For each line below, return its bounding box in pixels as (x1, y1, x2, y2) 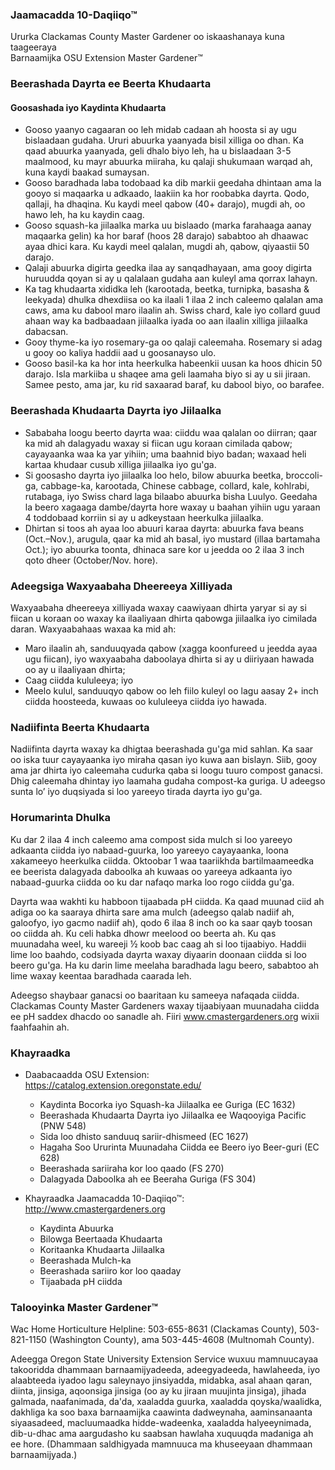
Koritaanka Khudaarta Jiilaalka (39, 1243, 165, 1255)
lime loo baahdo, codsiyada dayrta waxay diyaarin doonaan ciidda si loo (10, 948, 307, 960)
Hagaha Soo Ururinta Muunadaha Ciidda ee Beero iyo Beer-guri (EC (39, 1141, 320, 1153)
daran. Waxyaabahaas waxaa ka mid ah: (10, 623, 177, 635)
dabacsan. (24, 326, 69, 338)
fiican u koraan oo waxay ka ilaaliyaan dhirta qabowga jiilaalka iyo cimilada (10, 613, 318, 625)
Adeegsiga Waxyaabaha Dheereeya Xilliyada (10, 579, 233, 593)
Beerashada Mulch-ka (39, 1254, 132, 1266)
